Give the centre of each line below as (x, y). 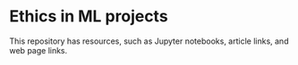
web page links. (38, 50)
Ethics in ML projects (89, 16)
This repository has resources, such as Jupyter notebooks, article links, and (149, 41)
